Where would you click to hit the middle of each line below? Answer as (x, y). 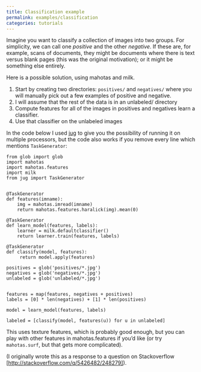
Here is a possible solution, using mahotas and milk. (71, 78)
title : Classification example (45, 12)
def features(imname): (35, 199)
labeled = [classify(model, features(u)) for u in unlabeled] (86, 321)
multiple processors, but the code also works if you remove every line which (101, 139)
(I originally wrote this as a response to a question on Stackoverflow (90, 356)
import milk (21, 173)
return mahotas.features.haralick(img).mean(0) (78, 210)
